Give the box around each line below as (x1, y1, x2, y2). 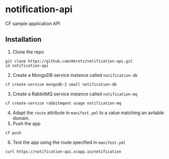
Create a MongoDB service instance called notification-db (12, 72, 138, 78)
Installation (5, 35, 42, 44)
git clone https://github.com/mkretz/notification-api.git (5, 59, 133, 64)
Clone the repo (12, 48, 44, 55)
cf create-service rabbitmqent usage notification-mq (5, 100, 122, 105)
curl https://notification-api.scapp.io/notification (5, 149, 122, 154)
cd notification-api (5, 63, 49, 68)
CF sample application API (5, 20, 60, 26)
